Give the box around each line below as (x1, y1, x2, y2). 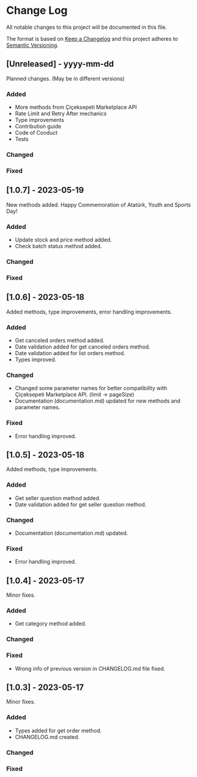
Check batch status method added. (14, 243, 102, 249)
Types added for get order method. (14, 727, 102, 734)
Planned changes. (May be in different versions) (6, 75, 125, 82)
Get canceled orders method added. (14, 337, 105, 344)
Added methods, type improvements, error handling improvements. (6, 308, 172, 315)
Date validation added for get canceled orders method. (14, 343, 151, 350)
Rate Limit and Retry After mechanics (14, 110, 107, 117)
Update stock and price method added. (14, 236, 112, 243)
